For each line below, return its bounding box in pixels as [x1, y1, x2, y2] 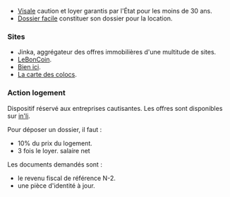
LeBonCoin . [17, 55, 52, 64]
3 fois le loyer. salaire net [17, 146, 90, 155]
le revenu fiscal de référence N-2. [17, 174, 116, 182]
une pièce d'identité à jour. [17, 181, 95, 190]
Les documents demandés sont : [7, 160, 102, 169]
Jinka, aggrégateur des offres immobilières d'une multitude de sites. [17, 48, 217, 56]
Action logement [7, 88, 66, 98]
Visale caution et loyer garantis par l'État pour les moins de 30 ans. [17, 7, 213, 15]
